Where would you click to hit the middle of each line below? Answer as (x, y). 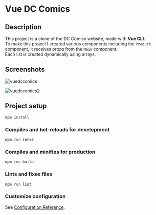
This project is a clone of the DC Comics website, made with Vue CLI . (75, 39)
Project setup (26, 106)
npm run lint (18, 184)
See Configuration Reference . (35, 207)
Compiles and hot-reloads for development (57, 129)
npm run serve (20, 139)
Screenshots (25, 69)
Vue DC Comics (38, 9)
